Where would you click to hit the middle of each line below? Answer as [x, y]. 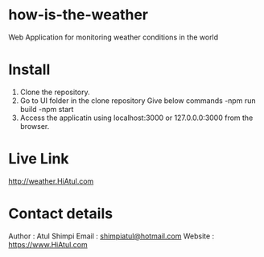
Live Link [39, 159]
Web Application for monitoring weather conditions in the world [113, 37]
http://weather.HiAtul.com [51, 181]
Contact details [61, 213]
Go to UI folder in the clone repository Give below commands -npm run [138, 100]
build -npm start [47, 109]
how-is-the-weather [78, 15]
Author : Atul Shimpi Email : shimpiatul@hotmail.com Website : [111, 236]
